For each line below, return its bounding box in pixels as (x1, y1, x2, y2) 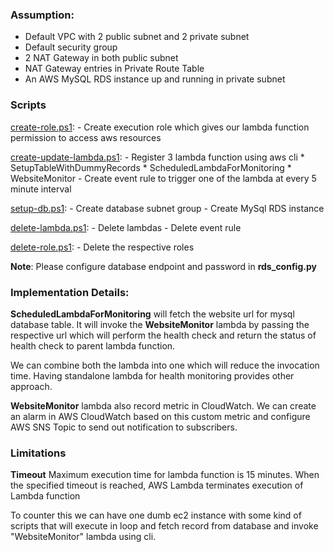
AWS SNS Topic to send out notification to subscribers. (10, 421, 238, 433)
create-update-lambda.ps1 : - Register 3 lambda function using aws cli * (10, 151, 305, 163)
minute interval (10, 183, 72, 195)
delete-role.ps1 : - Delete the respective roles (10, 241, 195, 253)
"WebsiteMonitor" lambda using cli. (10, 531, 157, 543)
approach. (10, 380, 53, 392)
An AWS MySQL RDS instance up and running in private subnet (24, 73, 286, 85)
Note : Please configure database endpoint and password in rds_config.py (10, 260, 317, 272)
